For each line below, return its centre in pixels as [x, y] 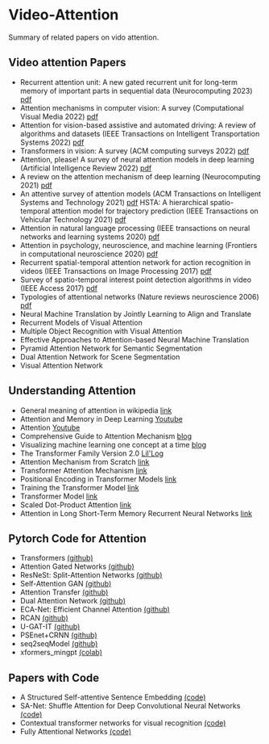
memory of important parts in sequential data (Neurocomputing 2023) [136, 90]
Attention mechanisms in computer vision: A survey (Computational [132, 107]
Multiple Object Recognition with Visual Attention [101, 331]
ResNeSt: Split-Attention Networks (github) [91, 575]
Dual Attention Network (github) [73, 601]
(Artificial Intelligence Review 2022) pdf [86, 168]
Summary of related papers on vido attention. [84, 37]
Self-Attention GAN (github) [66, 584]
